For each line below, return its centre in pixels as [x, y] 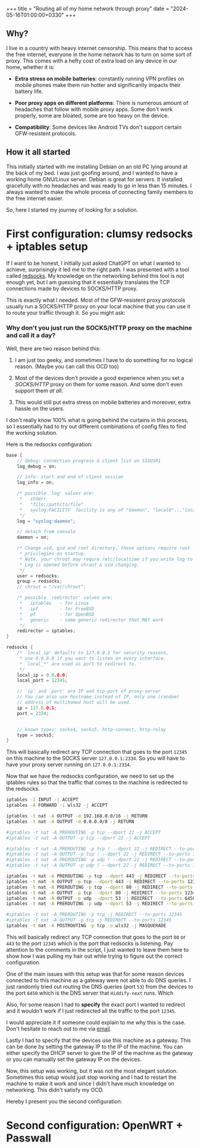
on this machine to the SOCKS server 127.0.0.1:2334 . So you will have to [96, 758]
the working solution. [32, 432]
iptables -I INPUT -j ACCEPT [42, 800]
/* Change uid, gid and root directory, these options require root [104, 548]
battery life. [29, 91]
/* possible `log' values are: [56, 493]
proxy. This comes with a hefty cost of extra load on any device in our [92, 61]
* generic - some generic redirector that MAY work [91, 620]
